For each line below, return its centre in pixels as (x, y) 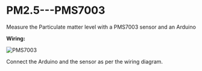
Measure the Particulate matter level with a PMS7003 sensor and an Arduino (101, 27)
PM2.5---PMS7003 (56, 10)
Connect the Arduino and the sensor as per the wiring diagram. (85, 61)
